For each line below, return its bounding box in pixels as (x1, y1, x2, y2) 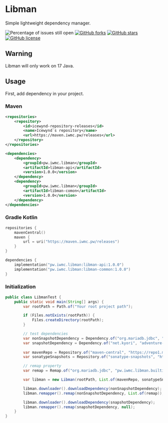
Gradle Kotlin (5, 214, 37, 221)
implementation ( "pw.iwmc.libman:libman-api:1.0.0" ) (14, 262, 124, 267)
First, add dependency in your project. (5, 90, 84, 96)
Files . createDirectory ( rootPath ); (31, 318, 104, 323)
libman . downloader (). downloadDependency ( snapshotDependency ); (23, 400, 155, 405)
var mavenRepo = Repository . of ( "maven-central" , (23, 350, 126, 355)
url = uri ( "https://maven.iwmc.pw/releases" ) (23, 239, 120, 244)
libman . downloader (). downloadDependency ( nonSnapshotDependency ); (23, 386, 162, 391)
